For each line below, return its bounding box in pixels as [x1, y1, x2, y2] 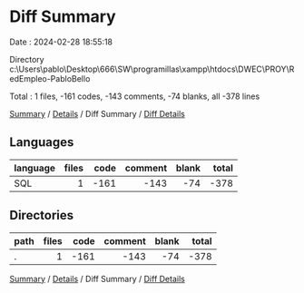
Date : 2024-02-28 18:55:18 [9, 36, 113, 47]
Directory [9, 54, 44, 64]
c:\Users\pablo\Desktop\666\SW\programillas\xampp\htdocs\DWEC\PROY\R [9, 63, 295, 74]
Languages [9, 134, 74, 151]
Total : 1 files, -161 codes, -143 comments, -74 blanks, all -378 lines [9, 91, 260, 102]
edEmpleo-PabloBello [9, 73, 91, 83]
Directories [9, 208, 74, 223]
